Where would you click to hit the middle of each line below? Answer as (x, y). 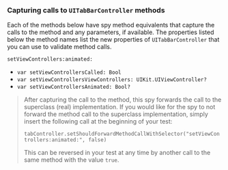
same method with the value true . (71, 160)
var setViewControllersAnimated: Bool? (74, 87)
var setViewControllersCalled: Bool (69, 73)
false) (98, 140)
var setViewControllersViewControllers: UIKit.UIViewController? (112, 80)
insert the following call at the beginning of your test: (98, 122)
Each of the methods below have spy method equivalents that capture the (111, 25)
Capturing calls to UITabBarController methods (86, 10)
